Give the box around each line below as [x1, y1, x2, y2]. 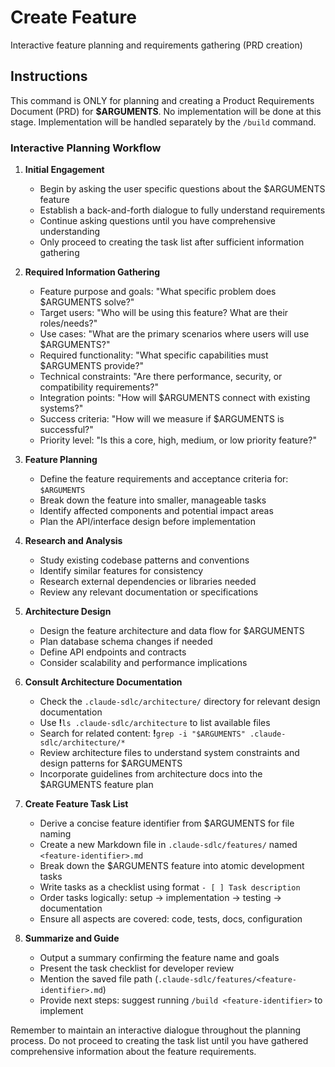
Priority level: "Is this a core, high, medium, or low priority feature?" [39, 434, 317, 446]
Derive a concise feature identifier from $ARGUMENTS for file [39, 817, 295, 830]
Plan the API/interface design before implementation [39, 516, 257, 528]
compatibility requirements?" [39, 381, 160, 393]
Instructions [10, 68, 88, 85]
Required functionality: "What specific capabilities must [39, 349, 269, 361]
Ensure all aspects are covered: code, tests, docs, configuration [39, 913, 303, 925]
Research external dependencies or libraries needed [39, 576, 257, 588]
